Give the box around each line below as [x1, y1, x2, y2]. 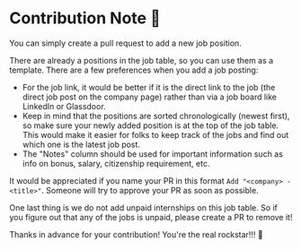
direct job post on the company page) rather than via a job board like [22, 91, 277, 102]
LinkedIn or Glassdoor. [22, 100, 106, 111]
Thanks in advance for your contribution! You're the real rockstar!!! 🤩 [9, 228, 263, 240]
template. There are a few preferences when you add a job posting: [9, 64, 259, 75]
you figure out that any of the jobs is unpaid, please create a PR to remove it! [9, 211, 293, 222]
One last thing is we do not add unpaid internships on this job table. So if [9, 202, 279, 213]
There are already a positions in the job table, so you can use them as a [9, 55, 274, 65]
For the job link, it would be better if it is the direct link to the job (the [22, 82, 276, 92]
